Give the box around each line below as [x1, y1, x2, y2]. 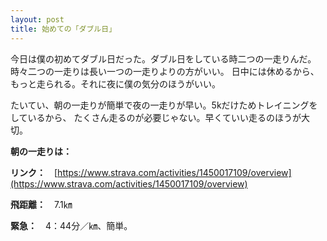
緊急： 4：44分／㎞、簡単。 [10, 219, 133, 231]
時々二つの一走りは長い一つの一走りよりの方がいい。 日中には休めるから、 [10, 65, 320, 77]
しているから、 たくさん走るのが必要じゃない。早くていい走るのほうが [10, 111, 302, 123]
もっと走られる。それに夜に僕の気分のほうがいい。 [10, 77, 221, 90]
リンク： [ [10, 166, 58, 178]
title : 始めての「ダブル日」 [10, 24, 117, 34]
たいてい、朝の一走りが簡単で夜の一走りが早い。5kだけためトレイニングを [10, 99, 318, 111]
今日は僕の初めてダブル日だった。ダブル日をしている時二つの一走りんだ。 [10, 52, 317, 65]
